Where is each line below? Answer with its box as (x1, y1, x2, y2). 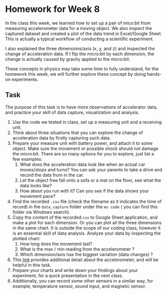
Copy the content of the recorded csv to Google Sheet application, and (12, 214, 158, 220)
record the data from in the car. (19, 172, 84, 178)
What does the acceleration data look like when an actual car (19, 161, 146, 167)
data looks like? (19, 182, 52, 188)
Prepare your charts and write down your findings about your (12, 267, 138, 273)
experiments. (11, 76, 39, 82)
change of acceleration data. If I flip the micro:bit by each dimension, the (5, 51, 155, 57)
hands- (147, 71, 162, 77)
